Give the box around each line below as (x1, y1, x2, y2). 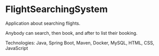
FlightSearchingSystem (5, 4, 108, 15)
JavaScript (5, 45, 28, 51)
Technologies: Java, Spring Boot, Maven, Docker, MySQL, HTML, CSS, (5, 39, 155, 46)
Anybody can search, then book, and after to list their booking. (5, 30, 137, 36)
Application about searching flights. (5, 20, 81, 26)
